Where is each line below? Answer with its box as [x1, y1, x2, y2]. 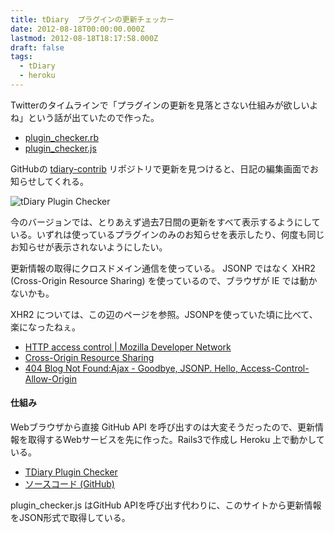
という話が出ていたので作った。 [27, 111, 160, 123]
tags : [10, 52, 33, 62]
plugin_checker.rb [24, 131, 100, 143]
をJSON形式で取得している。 [10, 512, 131, 524]
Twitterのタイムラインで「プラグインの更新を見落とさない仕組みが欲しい [10, 99, 310, 111]
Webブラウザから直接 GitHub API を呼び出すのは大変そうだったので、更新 [10, 421, 316, 433]
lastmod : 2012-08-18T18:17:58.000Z [10, 33, 159, 43]
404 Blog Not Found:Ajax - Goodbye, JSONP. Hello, [24, 362, 238, 374]
